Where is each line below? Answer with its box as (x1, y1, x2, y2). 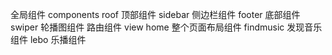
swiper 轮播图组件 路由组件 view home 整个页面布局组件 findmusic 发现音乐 (10, 21, 323, 33)
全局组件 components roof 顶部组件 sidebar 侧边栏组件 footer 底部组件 (10, 9, 301, 20)
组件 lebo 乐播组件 (10, 34, 87, 45)
